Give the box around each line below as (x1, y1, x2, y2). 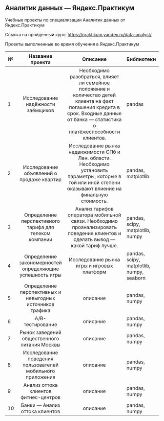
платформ (82, 268, 106, 275)
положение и (79, 85, 110, 92)
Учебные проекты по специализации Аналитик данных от (5, 17, 125, 23)
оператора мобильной (67, 211, 122, 218)
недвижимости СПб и (68, 148, 121, 155)
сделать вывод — (73, 236, 116, 243)
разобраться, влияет (69, 73, 120, 80)
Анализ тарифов (75, 205, 114, 212)
